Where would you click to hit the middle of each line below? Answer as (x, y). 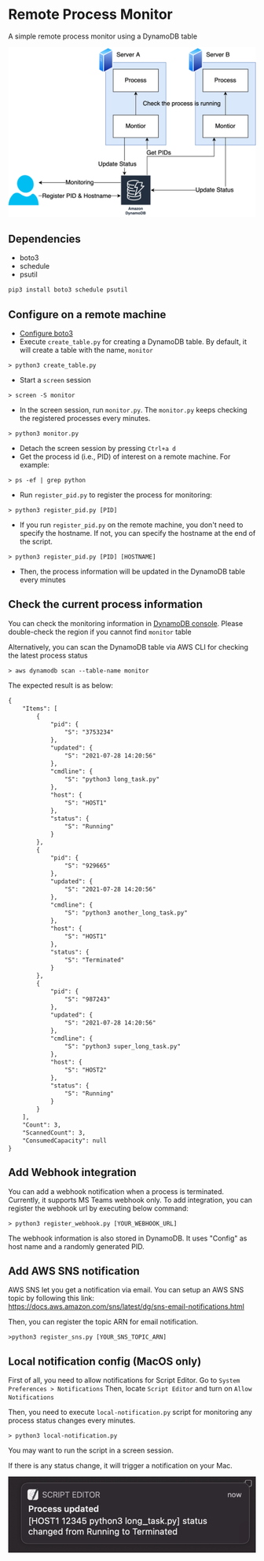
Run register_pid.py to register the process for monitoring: (115, 495)
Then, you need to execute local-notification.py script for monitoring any (130, 1413)
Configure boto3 (46, 333)
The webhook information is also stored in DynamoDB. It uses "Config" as (128, 1238)
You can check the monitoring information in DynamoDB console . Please (126, 623)
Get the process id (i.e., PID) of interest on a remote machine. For (125, 456)
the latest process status (48, 655)
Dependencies (44, 238)
